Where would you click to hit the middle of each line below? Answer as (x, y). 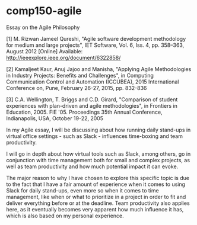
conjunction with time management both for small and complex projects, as (98, 160)
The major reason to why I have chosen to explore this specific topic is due (98, 178)
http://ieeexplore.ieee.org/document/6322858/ (63, 57)
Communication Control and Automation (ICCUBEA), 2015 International (93, 82)
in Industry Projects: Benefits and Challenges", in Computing (80, 75)
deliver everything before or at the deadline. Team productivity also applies (98, 203)
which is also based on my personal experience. (65, 216)
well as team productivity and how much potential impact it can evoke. (92, 166)
